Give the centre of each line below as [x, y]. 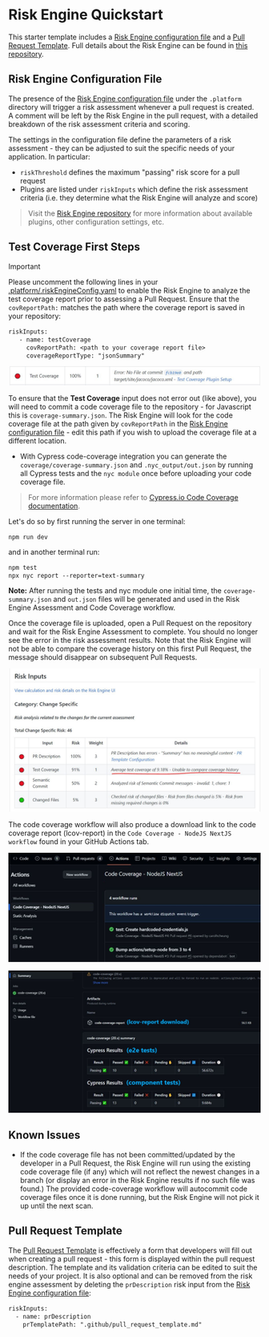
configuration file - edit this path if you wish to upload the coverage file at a [132, 432]
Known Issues [44, 1135]
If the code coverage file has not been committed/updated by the [127, 1154]
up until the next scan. [56, 1206]
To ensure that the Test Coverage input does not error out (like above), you [132, 398]
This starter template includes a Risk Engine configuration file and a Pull [127, 37]
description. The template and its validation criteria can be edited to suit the [133, 1267]
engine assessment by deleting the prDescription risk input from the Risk [129, 1284]
